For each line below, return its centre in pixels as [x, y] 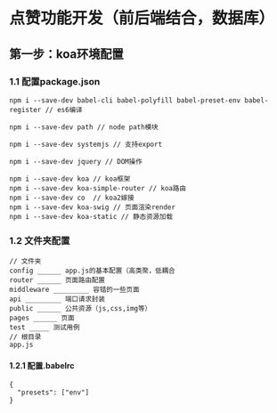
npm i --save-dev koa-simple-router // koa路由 [98, 188]
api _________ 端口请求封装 [57, 299]
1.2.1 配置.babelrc [42, 365]
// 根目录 [25, 337]
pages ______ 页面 [42, 318]
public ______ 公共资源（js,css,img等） [81, 309]
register [25, 109]
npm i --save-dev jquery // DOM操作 [76, 161]
